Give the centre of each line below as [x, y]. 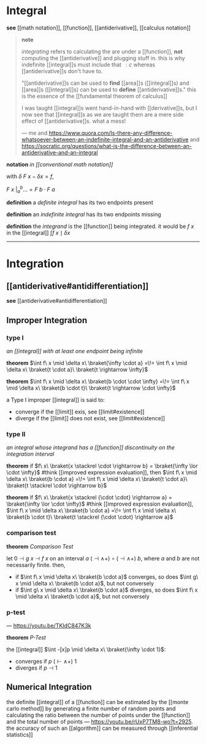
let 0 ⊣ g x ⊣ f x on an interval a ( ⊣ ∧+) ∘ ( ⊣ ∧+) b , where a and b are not [103, 558]
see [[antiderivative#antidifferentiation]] [57, 301]
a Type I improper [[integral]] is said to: [56, 400]
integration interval [30, 454]
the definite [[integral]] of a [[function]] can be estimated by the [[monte [97, 702]
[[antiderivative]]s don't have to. [62, 71]
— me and [34, 133]
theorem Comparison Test [40, 546]
